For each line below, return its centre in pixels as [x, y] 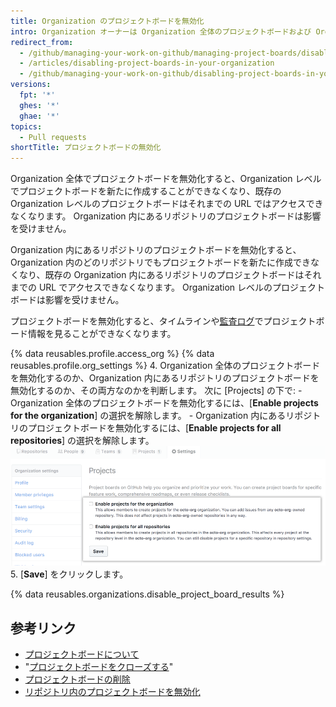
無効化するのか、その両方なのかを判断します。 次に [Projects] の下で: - [156, 391]
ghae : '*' [39, 116]
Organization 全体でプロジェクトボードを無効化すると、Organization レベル [166, 179]
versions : [31, 85]
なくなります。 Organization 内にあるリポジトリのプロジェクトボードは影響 [166, 216]
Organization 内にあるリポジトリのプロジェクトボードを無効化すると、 [156, 250]
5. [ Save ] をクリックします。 [69, 574]
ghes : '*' [39, 105]
